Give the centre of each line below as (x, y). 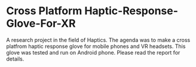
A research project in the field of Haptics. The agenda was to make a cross (98, 40)
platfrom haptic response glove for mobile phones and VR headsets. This (96, 46)
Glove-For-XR (41, 23)
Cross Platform (44, 11)
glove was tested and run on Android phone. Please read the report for (93, 52)
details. (15, 59)
